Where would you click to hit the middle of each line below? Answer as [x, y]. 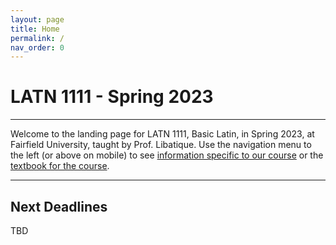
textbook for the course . [60, 166]
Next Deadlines [59, 206]
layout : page [37, 19]
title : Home [35, 29]
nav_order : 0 [37, 47]
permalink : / [37, 38]
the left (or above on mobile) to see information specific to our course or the [167, 155]
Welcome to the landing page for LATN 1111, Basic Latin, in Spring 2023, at [162, 134]
